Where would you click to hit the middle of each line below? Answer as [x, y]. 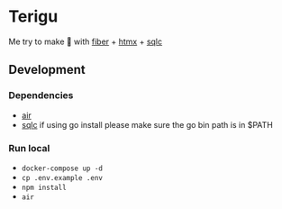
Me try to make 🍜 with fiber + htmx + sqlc [86, 41]
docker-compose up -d [62, 168]
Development [47, 70]
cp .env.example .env [62, 177]
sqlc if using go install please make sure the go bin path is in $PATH [147, 124]
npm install [44, 187]
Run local [29, 148]
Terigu [33, 17]
